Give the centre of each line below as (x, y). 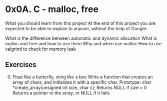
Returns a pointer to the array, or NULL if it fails (61, 93)
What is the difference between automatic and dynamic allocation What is (81, 38)
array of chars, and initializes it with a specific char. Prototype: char (82, 82)
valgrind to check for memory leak (41, 49)
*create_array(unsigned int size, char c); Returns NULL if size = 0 (79, 87)
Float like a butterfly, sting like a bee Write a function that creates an (83, 77)
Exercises (21, 65)
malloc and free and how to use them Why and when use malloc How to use (83, 43)
